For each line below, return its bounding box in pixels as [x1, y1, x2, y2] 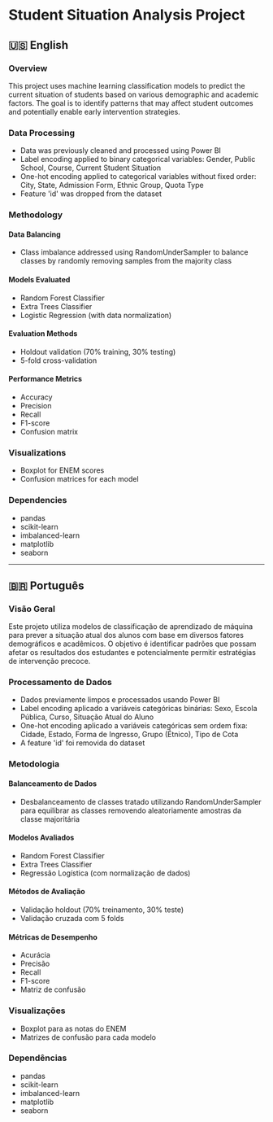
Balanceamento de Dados [8, 779, 97, 788]
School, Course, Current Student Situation [19, 163, 161, 172]
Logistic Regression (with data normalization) [19, 310, 172, 320]
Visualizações [8, 1005, 66, 1016]
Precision [19, 400, 52, 410]
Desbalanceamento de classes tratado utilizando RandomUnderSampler [19, 797, 262, 806]
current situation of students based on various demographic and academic [8, 89, 259, 99]
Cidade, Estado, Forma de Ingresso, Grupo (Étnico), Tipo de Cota [19, 730, 239, 740]
